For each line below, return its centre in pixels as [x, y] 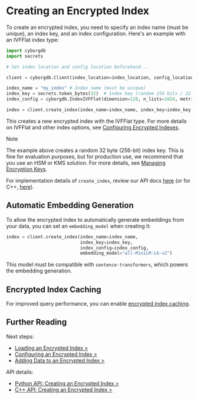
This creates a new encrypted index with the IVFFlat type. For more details [96, 121]
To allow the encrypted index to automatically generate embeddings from [95, 219]
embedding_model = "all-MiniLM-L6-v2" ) [126, 253]
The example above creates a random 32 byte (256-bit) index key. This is [95, 150]
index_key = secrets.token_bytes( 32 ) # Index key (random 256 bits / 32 [99, 94]
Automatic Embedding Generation [70, 205]
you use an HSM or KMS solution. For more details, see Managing [86, 163]
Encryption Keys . [27, 169]
